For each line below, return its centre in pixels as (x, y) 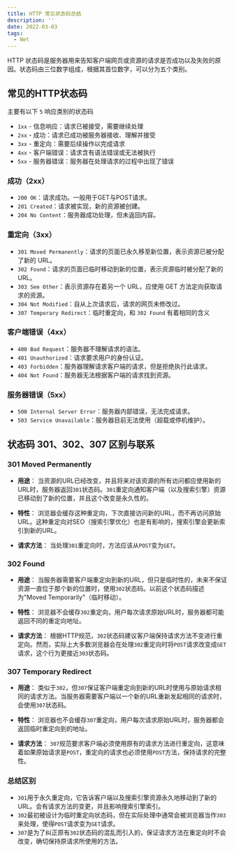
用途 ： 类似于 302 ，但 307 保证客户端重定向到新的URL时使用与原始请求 (116, 688)
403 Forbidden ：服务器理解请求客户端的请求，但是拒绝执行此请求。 (114, 366)
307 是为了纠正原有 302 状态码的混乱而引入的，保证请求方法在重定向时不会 (122, 832)
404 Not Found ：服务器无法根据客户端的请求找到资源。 (96, 375)
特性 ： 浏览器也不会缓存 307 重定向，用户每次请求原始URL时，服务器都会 (121, 720)
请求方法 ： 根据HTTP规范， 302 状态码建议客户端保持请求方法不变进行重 (120, 636)
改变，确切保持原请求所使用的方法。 (70, 841)
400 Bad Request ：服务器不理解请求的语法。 (81, 348)
